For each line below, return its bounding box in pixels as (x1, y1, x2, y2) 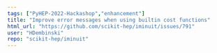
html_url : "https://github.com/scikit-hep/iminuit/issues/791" (7, 23, 195, 30)
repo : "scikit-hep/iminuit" (7, 36, 89, 43)
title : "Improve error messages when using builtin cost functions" (7, 17, 211, 23)
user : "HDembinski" (7, 29, 64, 36)
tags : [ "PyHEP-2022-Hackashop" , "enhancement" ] (7, 10, 145, 17)
